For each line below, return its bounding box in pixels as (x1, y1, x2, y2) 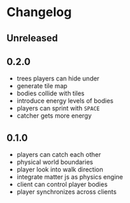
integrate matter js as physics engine (16, 173, 124, 181)
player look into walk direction (16, 165, 103, 174)
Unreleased (6, 32, 59, 44)
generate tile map (16, 82, 68, 90)
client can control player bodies (16, 180, 108, 189)
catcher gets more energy (16, 111, 92, 120)
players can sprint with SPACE (16, 104, 100, 113)
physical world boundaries (16, 158, 94, 167)
